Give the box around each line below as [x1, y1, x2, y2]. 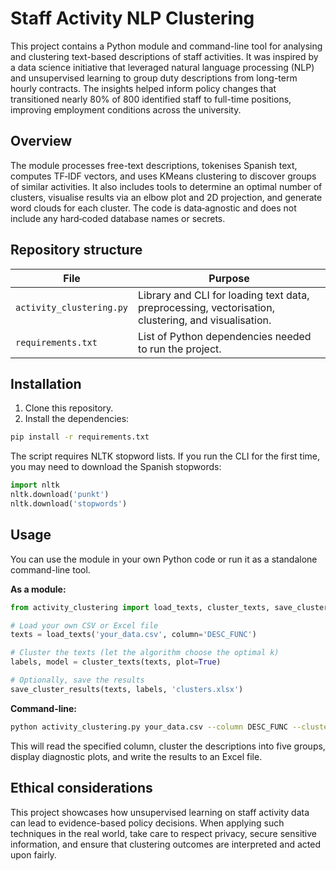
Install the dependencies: [24, 413, 130, 425]
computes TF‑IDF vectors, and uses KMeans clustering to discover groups [10, 170, 317, 182]
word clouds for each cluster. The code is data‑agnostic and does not [10, 202, 297, 214]
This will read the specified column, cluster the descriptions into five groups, [10, 740, 326, 752]
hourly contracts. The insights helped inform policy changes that [10, 82, 277, 94]
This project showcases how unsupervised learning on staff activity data [10, 806, 310, 818]
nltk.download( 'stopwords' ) [10, 499, 128, 509]
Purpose [208, 271, 250, 285]
